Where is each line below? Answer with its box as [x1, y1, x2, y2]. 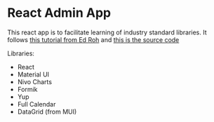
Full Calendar [17, 100, 56, 108]
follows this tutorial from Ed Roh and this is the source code [7, 35, 180, 43]
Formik [17, 85, 38, 93]
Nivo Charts [17, 77, 53, 86]
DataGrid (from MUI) [17, 107, 77, 116]
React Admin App [7, 5, 111, 21]
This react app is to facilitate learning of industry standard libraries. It [7, 28, 207, 36]
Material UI [17, 70, 50, 79]
